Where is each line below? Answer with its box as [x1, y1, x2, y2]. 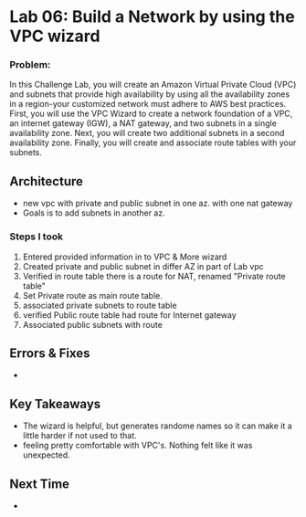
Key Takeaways [9, 396, 101, 412]
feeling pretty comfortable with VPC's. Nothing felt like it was [22, 440, 253, 451]
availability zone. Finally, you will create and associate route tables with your [9, 137, 297, 148]
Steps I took [9, 230, 64, 243]
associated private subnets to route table [22, 300, 177, 311]
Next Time [9, 476, 70, 491]
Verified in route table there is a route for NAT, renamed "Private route [22, 270, 286, 281]
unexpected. [22, 449, 70, 460]
